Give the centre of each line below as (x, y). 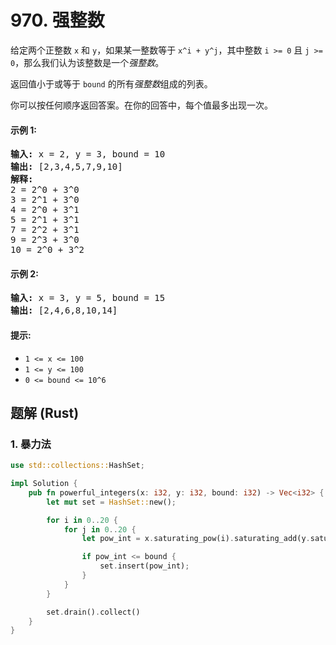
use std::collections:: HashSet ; (77, 466)
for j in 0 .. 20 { (100, 529)
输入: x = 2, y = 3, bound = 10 (88, 154)
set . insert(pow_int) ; (144, 566)
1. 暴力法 (31, 444)
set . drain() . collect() (93, 612)
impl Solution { (44, 484)
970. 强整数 (57, 20)
